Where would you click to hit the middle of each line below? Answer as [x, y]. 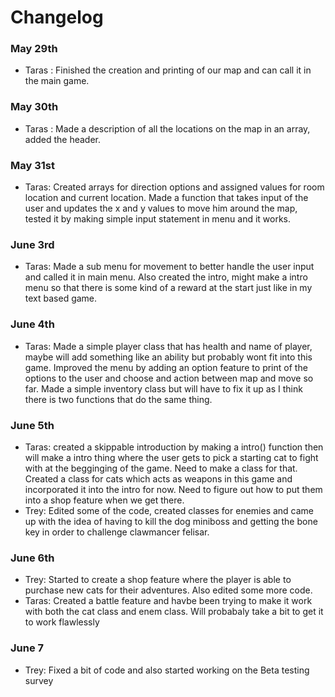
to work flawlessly [62, 622]
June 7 [27, 648]
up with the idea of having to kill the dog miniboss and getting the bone [171, 521]
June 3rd [32, 244]
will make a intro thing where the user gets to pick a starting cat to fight [171, 457]
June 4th [32, 324]
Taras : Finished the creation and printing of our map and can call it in [168, 70]
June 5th [32, 425]
